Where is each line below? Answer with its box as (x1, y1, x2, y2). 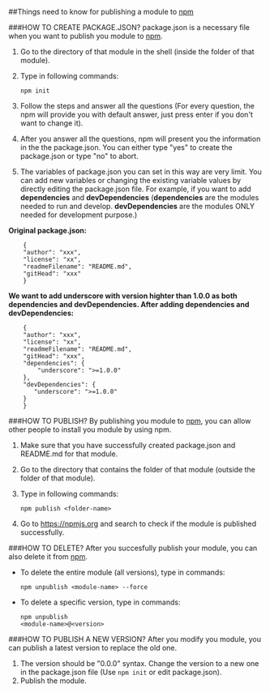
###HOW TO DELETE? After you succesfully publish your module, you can (8, 543, 258, 553)
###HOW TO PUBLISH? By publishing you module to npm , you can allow (8, 416, 251, 425)
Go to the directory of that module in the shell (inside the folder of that (19, 47, 255, 56)
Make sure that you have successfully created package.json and (19, 441, 236, 450)
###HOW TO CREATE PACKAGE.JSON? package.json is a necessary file (8, 23, 250, 32)
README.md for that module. (19, 449, 118, 459)
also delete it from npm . (8, 552, 88, 562)
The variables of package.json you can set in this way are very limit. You (19, 167, 262, 177)
